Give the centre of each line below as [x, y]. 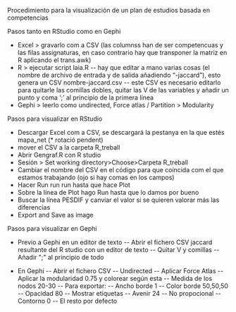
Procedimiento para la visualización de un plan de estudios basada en [108, 10]
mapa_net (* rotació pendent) [60, 140]
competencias [28, 18]
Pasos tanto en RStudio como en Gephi [64, 31]
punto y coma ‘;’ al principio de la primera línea [85, 97]
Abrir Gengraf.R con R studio [59, 155]
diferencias [34, 207]
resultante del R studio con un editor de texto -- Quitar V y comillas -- [118, 250]
